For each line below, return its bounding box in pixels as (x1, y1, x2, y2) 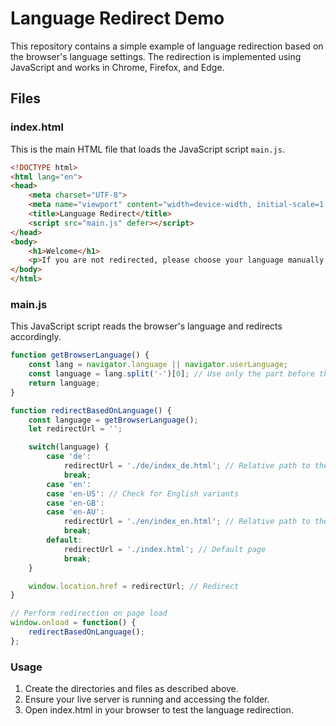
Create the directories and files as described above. (24, 683, 239, 695)
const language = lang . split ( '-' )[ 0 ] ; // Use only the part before (28, 369, 315, 379)
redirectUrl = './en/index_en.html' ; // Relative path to (63, 517, 311, 527)
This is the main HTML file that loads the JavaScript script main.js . (10, 143, 285, 155)
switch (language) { (28, 442, 110, 452)
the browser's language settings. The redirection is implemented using (10, 50, 302, 62)
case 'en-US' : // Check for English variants (46, 488, 240, 499)
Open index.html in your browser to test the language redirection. (24, 704, 294, 716)
